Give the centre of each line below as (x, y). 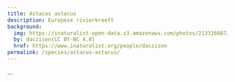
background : (24, 26)
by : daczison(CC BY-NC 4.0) (55, 40)
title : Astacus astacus (42, 14)
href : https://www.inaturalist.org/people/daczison (91, 46)
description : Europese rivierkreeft (60, 20)
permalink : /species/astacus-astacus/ (64, 53)
